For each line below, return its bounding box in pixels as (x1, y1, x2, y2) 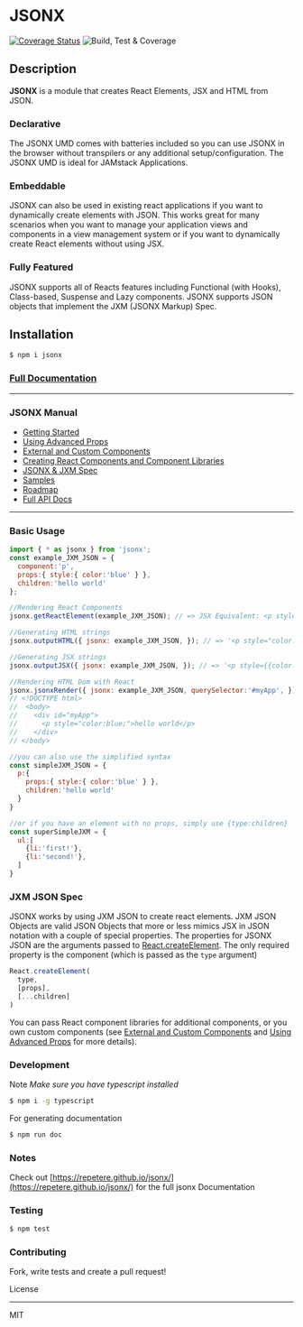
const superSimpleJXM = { (9, 827, 106, 836)
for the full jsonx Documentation (135, 1181, 255, 1192)
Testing (9, 1203, 43, 1216)
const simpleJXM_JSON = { (9, 760, 106, 769)
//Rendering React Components (9, 604, 124, 613)
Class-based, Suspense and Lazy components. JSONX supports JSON (9, 290, 273, 302)
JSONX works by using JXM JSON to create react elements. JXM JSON (9, 911, 277, 922)
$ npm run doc (9, 1129, 63, 1139)
